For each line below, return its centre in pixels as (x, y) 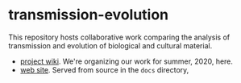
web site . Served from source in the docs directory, (104, 69)
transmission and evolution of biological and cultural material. (110, 45)
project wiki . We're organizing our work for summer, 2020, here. (127, 61)
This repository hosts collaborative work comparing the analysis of (119, 37)
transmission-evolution (89, 15)
